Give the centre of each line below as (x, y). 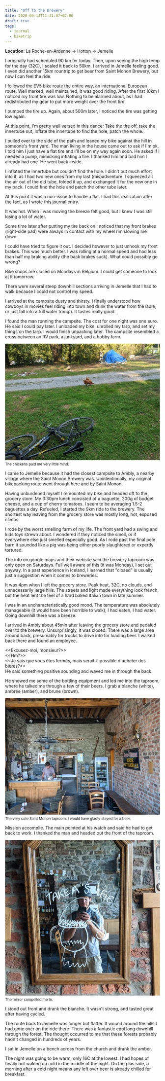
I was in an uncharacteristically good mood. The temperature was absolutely (82, 605)
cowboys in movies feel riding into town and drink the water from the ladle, (81, 306)
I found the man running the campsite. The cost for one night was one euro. (82, 321)
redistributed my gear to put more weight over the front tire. (66, 102)
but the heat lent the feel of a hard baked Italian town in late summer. (75, 595)
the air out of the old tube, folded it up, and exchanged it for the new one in (81, 182)
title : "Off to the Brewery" (35, 10)
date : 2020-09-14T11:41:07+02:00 (39, 16)
